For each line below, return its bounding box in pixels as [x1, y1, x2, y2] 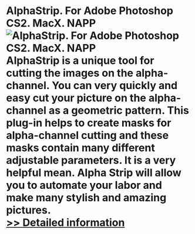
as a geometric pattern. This [48, 104, 189, 117]
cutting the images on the [6, 66, 134, 80]
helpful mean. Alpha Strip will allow [6, 166, 182, 179]
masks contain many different [6, 141, 156, 155]
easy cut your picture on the [6, 91, 147, 105]
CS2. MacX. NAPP [6, 16, 96, 30]
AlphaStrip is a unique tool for [6, 54, 154, 67]
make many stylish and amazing [6, 191, 167, 205]
